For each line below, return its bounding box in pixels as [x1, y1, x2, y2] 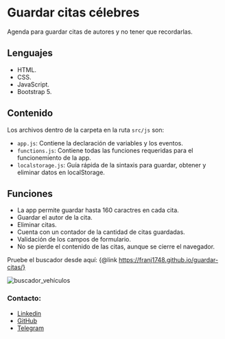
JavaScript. [16, 80, 50, 89]
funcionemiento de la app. [16, 153, 91, 162]
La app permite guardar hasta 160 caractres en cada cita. [16, 206, 180, 214]
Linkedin [16, 309, 42, 317]
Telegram [16, 324, 45, 332]
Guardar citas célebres [7, 5, 140, 21]
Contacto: [7, 294, 41, 303]
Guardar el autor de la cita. [16, 213, 93, 222]
